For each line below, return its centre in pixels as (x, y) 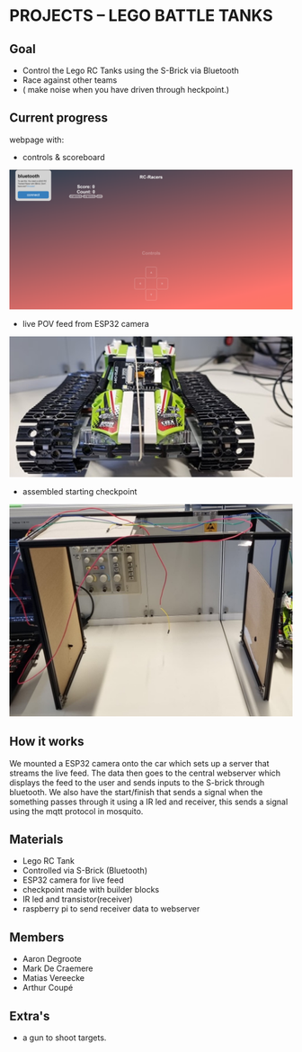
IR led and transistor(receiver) (77, 899)
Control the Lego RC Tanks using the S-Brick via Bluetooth (131, 70)
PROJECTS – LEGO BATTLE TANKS (141, 16)
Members (37, 937)
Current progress (59, 118)
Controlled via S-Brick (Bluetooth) (85, 871)
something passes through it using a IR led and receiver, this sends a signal (149, 802)
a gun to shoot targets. (64, 1038)
